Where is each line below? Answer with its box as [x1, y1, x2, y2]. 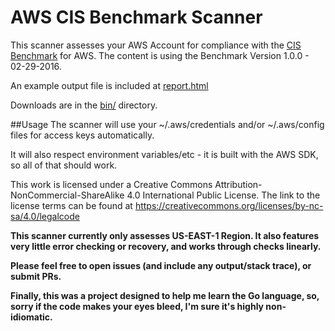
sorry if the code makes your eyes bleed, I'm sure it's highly [10, 300, 265, 312]
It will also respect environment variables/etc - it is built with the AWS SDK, [10, 148, 319, 160]
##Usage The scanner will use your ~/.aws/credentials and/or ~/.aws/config [10, 118, 325, 130]
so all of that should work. [10, 159, 118, 171]
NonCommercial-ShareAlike [10, 189, 125, 201]
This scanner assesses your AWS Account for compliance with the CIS [10, 39, 302, 51]
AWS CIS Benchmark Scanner [10, 6, 263, 29]
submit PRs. [10, 270, 62, 282]
